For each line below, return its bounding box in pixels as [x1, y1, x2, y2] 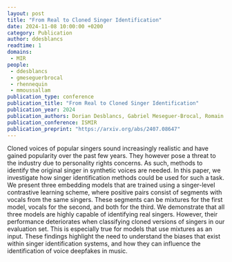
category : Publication [7, 29, 72, 37]
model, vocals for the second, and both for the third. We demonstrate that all [7, 203, 225, 211]
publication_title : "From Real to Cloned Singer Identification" [7, 100, 199, 107]
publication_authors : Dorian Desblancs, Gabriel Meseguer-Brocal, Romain [7, 112, 224, 119]
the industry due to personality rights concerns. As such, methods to [7, 159, 203, 168]
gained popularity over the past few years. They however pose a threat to [7, 152, 216, 160]
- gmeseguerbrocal [10, 74, 64, 81]
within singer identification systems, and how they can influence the [7, 239, 201, 248]
